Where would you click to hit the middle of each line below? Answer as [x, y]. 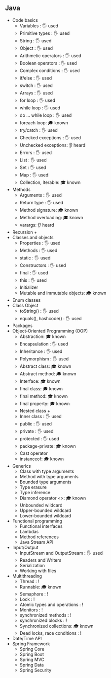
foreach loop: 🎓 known [44, 123]
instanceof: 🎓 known [42, 459]
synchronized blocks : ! [43, 620]
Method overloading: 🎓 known [51, 217]
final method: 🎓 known [44, 396]
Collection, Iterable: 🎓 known [50, 182]
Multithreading [27, 576]
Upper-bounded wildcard [45, 510]
